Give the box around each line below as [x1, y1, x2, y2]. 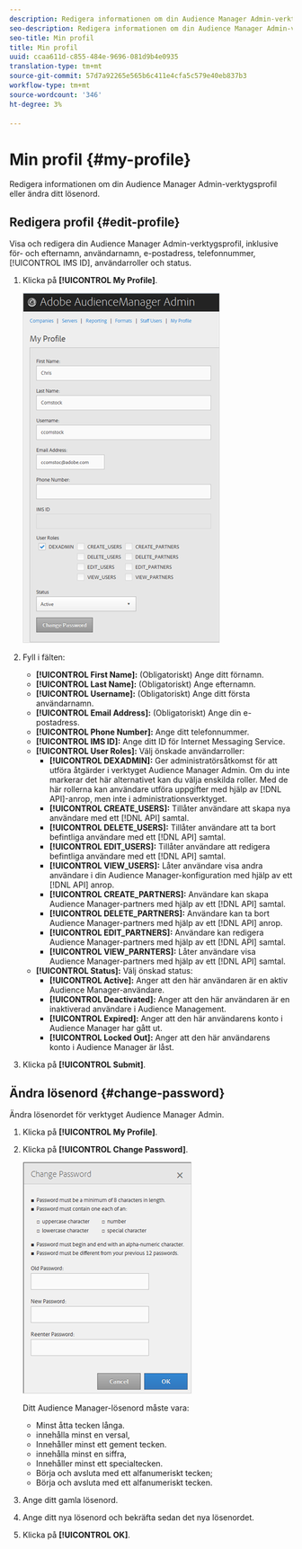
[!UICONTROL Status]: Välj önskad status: [35, 966, 193, 976]
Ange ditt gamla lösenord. [22, 1494, 119, 1505]
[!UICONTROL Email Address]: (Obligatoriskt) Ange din [35, 708, 242, 718]
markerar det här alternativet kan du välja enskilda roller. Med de [49, 774, 289, 786]
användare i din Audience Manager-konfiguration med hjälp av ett [49, 870, 293, 881]
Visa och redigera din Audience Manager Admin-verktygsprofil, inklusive [9, 238, 279, 249]
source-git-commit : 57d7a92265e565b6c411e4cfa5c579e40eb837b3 [9, 72, 247, 81]
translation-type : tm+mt [9, 62, 102, 71]
